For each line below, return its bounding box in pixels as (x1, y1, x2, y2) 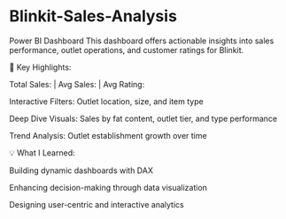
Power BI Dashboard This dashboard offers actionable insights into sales (9, 35, 274, 46)
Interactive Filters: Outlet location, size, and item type (9, 95, 204, 107)
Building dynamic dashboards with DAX (9, 165, 153, 176)
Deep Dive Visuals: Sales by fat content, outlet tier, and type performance (9, 113, 278, 124)
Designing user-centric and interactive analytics (9, 199, 184, 209)
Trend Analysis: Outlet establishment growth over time (9, 130, 207, 140)
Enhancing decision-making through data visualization (9, 182, 208, 193)
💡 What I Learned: (9, 147, 75, 158)
